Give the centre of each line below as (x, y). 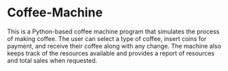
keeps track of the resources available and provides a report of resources (111, 53)
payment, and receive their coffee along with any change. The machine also (114, 46)
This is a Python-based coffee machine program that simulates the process (113, 31)
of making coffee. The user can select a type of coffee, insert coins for (107, 38)
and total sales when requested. (52, 60)
